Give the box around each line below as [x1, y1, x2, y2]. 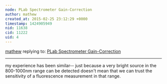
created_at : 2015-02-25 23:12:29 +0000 [5, 16, 88, 21]
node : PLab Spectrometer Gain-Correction [5, 7, 92, 12]
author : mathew [5, 12, 37, 17]
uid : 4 [5, 35, 19, 40]
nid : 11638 [5, 26, 28, 31]
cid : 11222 [5, 30, 28, 35]
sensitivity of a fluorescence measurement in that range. [5, 73, 121, 79]
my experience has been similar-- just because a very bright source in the [5, 62, 157, 68]
